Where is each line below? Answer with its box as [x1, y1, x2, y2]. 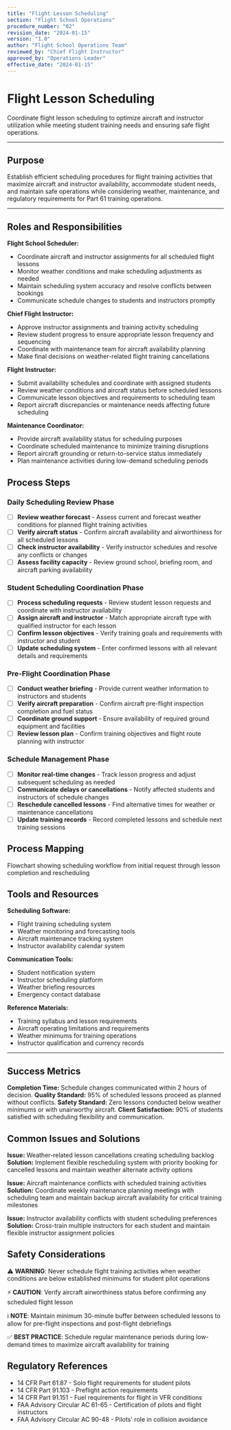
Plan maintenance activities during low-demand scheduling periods [16, 456, 208, 465]
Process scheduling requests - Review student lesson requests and [16, 599, 212, 607]
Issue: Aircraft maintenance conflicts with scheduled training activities [7, 1179, 207, 1187]
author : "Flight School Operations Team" [7, 42, 128, 49]
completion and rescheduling [7, 868, 90, 877]
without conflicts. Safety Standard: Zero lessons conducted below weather [7, 1098, 221, 1107]
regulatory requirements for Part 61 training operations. [7, 195, 163, 203]
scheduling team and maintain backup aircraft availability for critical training [7, 1193, 222, 1202]
